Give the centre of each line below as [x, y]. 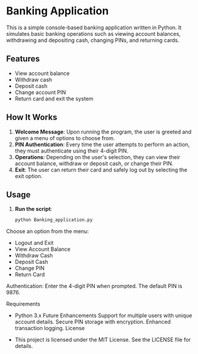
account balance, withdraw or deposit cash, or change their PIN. [94, 163]
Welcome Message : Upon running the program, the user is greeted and [103, 132]
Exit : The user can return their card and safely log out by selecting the [101, 170]
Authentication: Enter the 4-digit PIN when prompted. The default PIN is [94, 286]
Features [23, 59]
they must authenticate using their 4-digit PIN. [72, 151]
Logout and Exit [34, 243]
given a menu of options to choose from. [65, 138]
